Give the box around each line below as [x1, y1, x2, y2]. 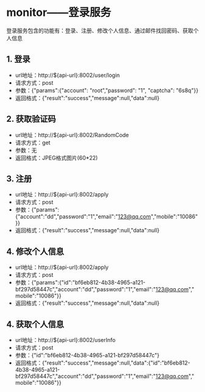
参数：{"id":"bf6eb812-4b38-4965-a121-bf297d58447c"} [15, 352, 160, 358]
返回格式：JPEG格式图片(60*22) [15, 154, 98, 162]
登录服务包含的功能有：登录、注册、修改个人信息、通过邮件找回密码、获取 [6, 27, 193, 34]
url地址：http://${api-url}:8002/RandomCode [15, 131, 129, 138]
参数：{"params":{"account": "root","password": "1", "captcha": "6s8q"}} [15, 87, 199, 94]
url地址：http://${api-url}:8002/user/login [15, 71, 120, 79]
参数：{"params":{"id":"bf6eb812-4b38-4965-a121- [15, 279, 146, 287]
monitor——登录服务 [6, 5, 112, 20]
